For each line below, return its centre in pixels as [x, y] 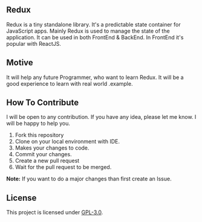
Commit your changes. [43, 154]
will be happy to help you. [38, 124]
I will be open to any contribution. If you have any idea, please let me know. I [101, 117]
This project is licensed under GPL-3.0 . [55, 212]
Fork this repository [39, 135]
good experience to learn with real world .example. [70, 83]
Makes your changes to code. [52, 148]
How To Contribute [43, 103]
